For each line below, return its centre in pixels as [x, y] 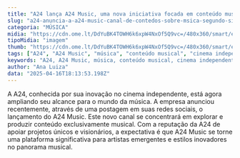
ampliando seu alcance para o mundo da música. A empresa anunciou [111, 101]
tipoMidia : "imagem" [38, 41]
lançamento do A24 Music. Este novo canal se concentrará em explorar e [115, 116]
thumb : [17, 47]
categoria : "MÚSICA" [38, 27]
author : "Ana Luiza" [38, 67]
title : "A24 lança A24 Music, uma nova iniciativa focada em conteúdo [115, 14]
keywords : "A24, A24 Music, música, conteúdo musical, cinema [102, 60]
